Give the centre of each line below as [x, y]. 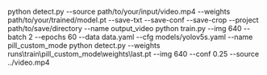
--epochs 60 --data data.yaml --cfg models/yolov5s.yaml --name [144, 37]
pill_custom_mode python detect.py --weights [84, 45]
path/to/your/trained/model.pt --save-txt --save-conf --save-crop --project [133, 20]
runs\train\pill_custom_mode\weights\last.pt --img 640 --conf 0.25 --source [133, 54]
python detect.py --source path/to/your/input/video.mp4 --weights [119, 12]
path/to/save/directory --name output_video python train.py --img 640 [125, 28]
